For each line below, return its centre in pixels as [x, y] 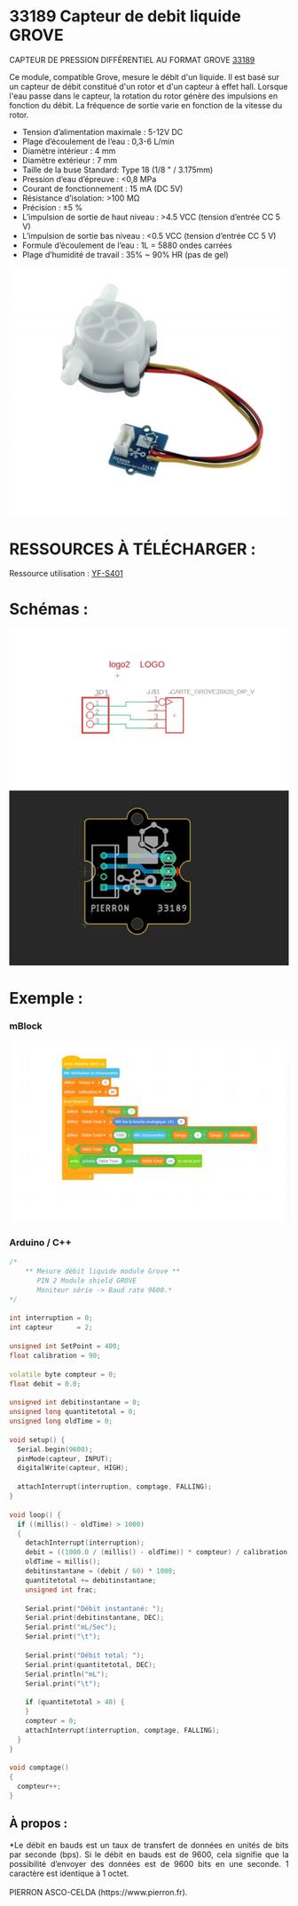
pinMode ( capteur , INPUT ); [65, 1458]
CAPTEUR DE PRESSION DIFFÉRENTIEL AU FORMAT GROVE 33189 [132, 60]
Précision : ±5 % [52, 207]
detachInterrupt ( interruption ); [85, 1543]
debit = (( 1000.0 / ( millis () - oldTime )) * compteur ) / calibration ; [158, 1553]
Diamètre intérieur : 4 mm [69, 151]
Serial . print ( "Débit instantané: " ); [95, 1608]
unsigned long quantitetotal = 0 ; [73, 1412]
